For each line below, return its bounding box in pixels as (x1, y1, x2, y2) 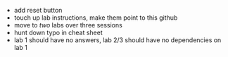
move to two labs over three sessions (13, 21, 123, 29)
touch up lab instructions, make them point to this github (13, 13, 178, 22)
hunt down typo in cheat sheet (13, 28, 103, 37)
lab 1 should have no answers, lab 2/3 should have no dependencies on (13, 36, 222, 44)
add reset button (13, 6, 63, 14)
